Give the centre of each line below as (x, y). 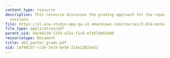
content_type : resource (30, 10)
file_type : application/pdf (35, 29)
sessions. (20, 19)
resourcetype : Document (30, 38)
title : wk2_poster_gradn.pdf (36, 43)
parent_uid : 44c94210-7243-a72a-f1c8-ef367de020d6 (60, 33)
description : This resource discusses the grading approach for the (79, 15)
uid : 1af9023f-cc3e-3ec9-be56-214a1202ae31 (52, 47)
